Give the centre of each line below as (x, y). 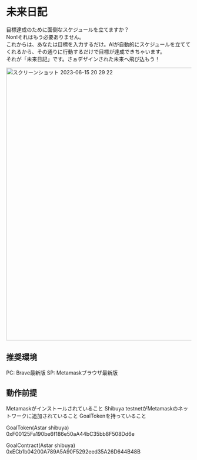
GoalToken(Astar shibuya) (38, 428)
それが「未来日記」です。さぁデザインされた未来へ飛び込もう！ (83, 59)
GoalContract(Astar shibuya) (41, 445)
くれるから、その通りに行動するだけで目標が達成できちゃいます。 (86, 51)
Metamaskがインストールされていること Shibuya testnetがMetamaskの (92, 408)
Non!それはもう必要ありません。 (45, 37)
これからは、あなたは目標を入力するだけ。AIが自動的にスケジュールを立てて (98, 44)
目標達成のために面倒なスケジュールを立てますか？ (68, 29)
